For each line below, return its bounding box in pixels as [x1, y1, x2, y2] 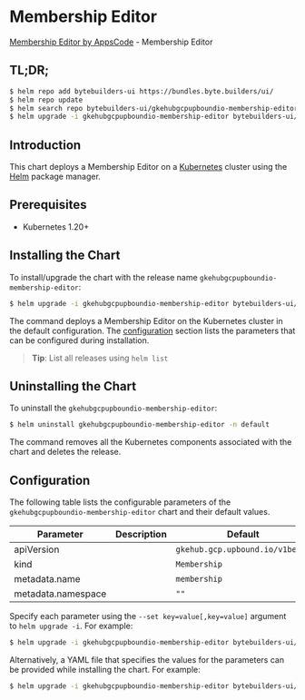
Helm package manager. [9, 171, 102, 182]
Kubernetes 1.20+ [22, 221, 89, 232]
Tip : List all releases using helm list [31, 352, 169, 363]
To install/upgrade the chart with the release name [9, 271, 198, 282]
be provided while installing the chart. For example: [9, 664, 202, 675]
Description [114, 528, 168, 541]
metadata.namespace [14, 587, 107, 600]
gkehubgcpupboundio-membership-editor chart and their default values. [9, 507, 271, 518]
